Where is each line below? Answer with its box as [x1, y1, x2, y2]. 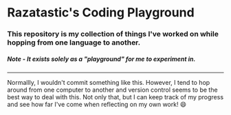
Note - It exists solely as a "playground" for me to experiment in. [7, 55, 196, 63]
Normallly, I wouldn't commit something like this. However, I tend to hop [7, 79, 210, 87]
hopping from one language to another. [7, 38, 141, 47]
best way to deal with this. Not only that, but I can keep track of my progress [7, 93, 224, 101]
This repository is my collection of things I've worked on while [7, 29, 219, 39]
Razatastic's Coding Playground [7, 5, 195, 21]
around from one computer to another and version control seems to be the [7, 86, 218, 94]
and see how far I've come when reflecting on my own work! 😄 [7, 101, 187, 109]
